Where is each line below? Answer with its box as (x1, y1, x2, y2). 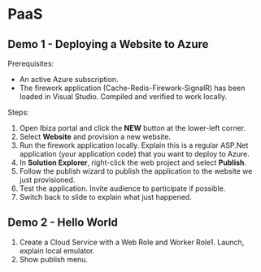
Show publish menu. (19, 254, 89, 264)
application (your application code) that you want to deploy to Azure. (19, 149, 250, 158)
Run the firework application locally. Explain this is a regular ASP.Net (19, 140, 249, 150)
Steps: (7, 107, 29, 117)
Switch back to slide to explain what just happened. (19, 192, 192, 201)
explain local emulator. (19, 245, 95, 256)
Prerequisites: (7, 58, 54, 68)
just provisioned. (19, 175, 76, 184)
